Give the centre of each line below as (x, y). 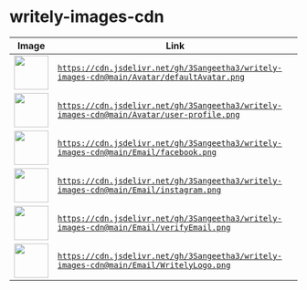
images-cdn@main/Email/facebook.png (138, 152)
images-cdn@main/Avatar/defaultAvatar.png (151, 77)
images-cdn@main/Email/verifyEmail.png (144, 227)
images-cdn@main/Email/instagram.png (140, 190)
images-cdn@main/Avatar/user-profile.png (149, 114)
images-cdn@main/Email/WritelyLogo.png (144, 265)
